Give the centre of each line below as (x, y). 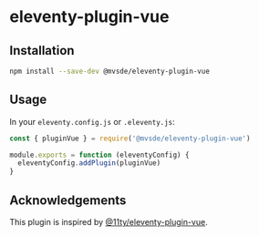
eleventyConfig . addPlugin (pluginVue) (89, 163)
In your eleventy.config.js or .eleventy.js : (92, 121)
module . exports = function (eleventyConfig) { (99, 155)
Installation (42, 51)
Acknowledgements (68, 200)
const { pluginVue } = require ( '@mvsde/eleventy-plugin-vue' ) (130, 139)
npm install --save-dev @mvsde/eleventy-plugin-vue (109, 71)
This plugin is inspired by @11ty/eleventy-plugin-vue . (109, 222)
